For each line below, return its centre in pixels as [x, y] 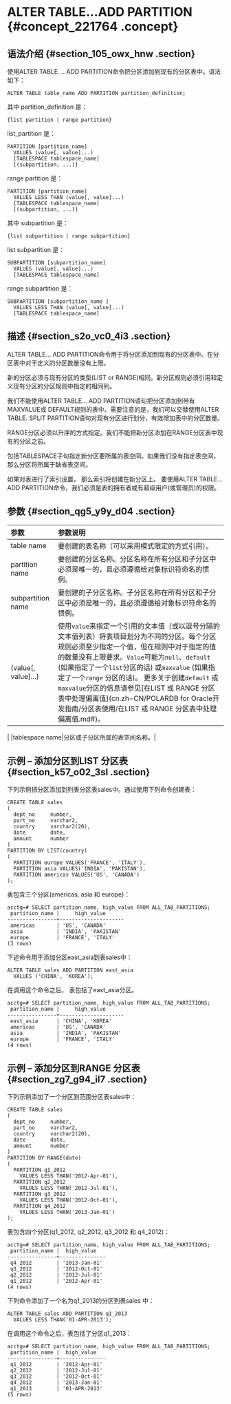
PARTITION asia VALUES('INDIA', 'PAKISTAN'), [80, 869]
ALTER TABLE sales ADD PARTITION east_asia [70, 971]
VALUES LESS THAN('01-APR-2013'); [63, 1320]
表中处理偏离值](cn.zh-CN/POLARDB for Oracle [135, 698]
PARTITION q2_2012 [40, 1182]
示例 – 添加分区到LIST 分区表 [68, 761]
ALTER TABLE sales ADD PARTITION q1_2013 [67, 1314]
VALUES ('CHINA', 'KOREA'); [54, 976]
